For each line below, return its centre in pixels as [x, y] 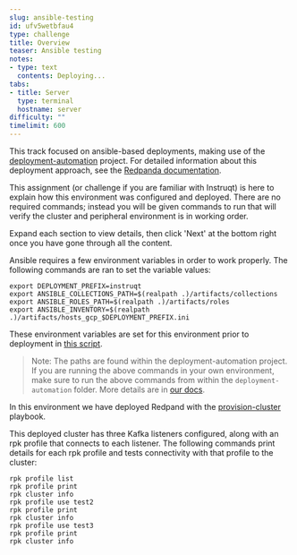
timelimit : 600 [38, 126]
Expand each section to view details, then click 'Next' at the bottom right [143, 233]
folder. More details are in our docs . [140, 389]
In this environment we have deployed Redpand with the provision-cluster [145, 407]
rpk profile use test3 [51, 525]
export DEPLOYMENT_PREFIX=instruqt [76, 286]
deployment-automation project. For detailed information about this [133, 161]
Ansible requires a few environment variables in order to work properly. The [148, 260]
